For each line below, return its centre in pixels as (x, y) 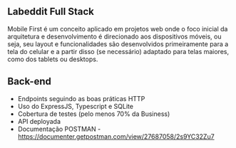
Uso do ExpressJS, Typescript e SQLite (76, 106)
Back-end (30, 81)
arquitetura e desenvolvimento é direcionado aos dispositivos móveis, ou (114, 36)
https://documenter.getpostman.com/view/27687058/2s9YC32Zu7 (116, 136)
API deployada (39, 121)
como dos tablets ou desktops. (53, 59)
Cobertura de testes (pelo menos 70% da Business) (94, 114)
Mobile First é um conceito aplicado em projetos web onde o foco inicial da (118, 28)
